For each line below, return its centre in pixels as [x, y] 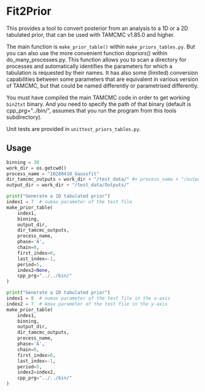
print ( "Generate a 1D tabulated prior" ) [59, 196]
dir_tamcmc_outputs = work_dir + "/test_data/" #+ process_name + [92, 179]
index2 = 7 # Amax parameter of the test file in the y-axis [87, 304]
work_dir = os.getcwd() [37, 168]
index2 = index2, [37, 372]
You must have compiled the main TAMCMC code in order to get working [98, 97]
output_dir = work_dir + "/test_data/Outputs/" [68, 185]
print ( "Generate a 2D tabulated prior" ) [59, 293]
